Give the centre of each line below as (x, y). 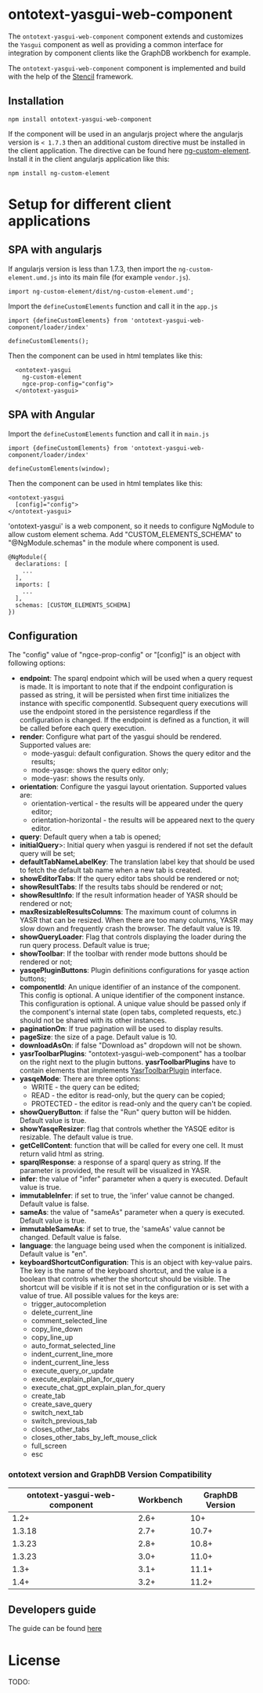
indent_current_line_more (72, 1354)
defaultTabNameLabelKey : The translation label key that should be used (137, 862)
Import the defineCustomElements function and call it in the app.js (113, 306)
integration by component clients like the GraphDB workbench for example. (130, 53)
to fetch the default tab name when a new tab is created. (111, 870)
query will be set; (47, 854)
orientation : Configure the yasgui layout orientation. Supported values (133, 787)
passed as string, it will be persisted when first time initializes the (124, 695)
